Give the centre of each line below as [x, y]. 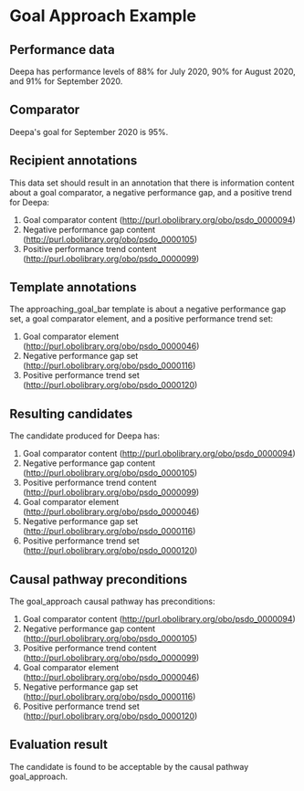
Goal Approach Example [103, 16]
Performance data [63, 50]
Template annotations [73, 287]
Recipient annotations [73, 161]
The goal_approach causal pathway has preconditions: [112, 601]
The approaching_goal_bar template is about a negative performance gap [148, 309]
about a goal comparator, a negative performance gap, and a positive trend [151, 192]
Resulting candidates [71, 413]
